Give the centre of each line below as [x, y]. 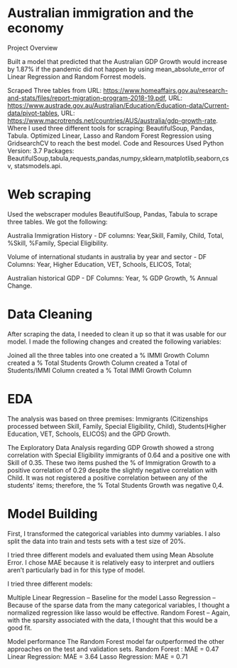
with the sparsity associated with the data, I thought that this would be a [112, 620]
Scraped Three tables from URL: [55, 90]
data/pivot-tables [33, 113]
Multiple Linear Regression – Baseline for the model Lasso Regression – [112, 597]
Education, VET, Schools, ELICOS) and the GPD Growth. [89, 434]
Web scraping [49, 195]
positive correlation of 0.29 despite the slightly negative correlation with [112, 470]
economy [35, 28]
